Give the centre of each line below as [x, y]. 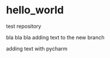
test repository [24, 26]
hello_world [35, 10]
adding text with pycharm [37, 48]
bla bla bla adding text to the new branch [55, 37]
